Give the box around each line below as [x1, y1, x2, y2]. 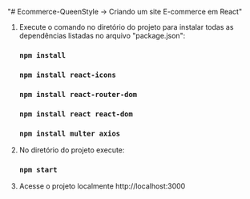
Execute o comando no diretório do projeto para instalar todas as [18, 22, 234, 31]
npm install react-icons [18, 70, 117, 79]
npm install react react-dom [18, 109, 133, 119]
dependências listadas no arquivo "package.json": [18, 31, 186, 40]
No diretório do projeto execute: [18, 144, 125, 155]
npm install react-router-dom [18, 90, 138, 99]
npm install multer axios [18, 128, 121, 138]
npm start [18, 164, 58, 174]
